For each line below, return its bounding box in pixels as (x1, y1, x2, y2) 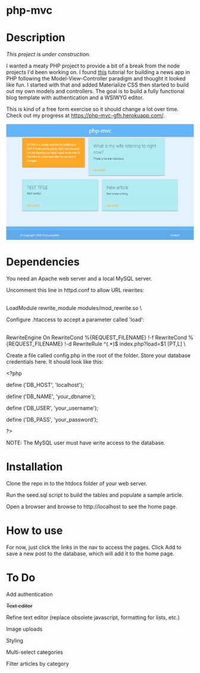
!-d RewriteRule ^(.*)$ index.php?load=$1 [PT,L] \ (64, 340, 186, 347)
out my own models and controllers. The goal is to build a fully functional (6, 88, 185, 95)
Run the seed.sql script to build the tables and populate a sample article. (6, 491, 183, 499)
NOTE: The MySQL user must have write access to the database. (6, 439, 165, 446)
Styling (6, 637, 24, 644)
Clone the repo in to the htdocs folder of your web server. (6, 480, 148, 487)
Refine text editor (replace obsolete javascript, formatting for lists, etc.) (6, 613, 180, 621)
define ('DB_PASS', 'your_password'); (6, 416, 98, 423)
